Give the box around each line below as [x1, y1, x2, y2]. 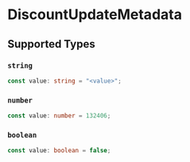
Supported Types [7, 37, 96, 51]
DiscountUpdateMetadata [7, 6, 182, 24]
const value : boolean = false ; [7, 147, 111, 155]
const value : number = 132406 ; [7, 112, 111, 120]
